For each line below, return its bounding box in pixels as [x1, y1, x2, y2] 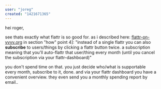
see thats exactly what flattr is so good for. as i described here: [5, 34, 131, 40]
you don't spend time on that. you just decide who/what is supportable [5, 64, 146, 70]
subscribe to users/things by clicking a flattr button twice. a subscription [5, 44, 150, 50]
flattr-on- [131, 34, 150, 40]
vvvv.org [5, 39, 23, 45]
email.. [5, 79, 18, 85]
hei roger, [5, 25, 24, 30]
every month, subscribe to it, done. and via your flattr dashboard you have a [5, 69, 157, 75]
